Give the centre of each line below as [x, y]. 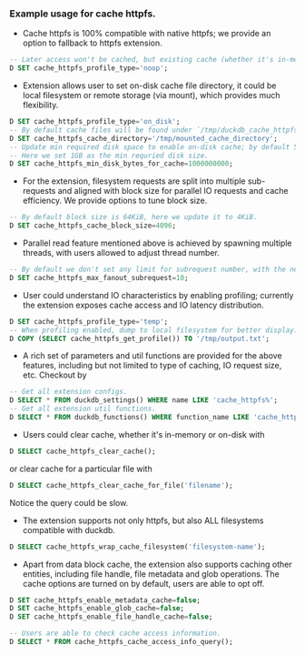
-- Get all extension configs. [69, 392]
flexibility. [40, 105]
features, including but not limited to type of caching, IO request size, [152, 366]
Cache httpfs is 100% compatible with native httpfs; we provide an [147, 34]
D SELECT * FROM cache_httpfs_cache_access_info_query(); [121, 642]
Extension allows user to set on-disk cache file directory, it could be [149, 86]
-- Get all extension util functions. [83, 409]
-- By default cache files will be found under [101, 130]
